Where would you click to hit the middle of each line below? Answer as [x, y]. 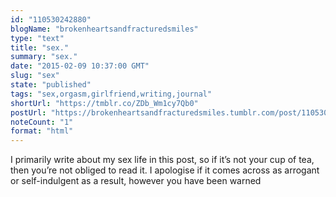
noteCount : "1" [42, 122]
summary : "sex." [44, 57]
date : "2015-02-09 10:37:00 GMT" [80, 66]
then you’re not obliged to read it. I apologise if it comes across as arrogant [165, 170]
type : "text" [37, 38]
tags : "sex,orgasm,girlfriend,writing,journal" [111, 94]
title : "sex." [40, 47]
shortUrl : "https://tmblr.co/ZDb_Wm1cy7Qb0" [104, 103]
